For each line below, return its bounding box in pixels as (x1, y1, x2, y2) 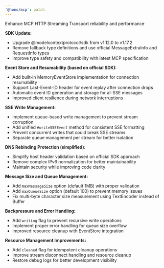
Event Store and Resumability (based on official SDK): (5, 65, 117, 70)
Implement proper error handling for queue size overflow (12, 223, 127, 228)
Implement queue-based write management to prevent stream (12, 113, 138, 120)
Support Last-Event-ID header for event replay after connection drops (12, 84, 153, 90)
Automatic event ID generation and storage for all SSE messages (12, 89, 143, 95)
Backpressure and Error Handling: (5, 208, 76, 214)
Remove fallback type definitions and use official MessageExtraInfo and (12, 45, 157, 50)
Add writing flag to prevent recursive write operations (12, 217, 122, 223)
